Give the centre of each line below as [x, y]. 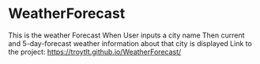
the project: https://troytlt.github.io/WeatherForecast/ [95, 52]
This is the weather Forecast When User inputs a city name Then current [126, 35]
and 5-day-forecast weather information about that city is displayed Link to [130, 43]
